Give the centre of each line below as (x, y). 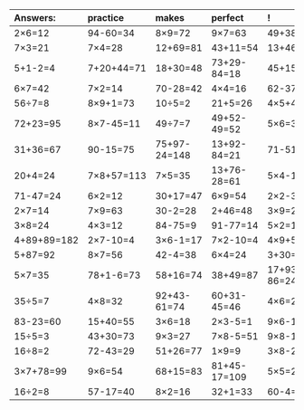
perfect (228, 18)
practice (106, 18)
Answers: (35, 18)
